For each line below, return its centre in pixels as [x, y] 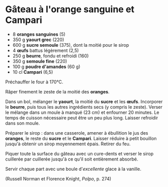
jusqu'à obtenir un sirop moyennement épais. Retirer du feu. [68, 144]
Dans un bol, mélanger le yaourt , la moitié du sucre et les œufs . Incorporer [84, 101]
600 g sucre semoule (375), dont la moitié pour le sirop [71, 45]
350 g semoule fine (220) [40, 61]
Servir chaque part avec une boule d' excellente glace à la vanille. [73, 169]
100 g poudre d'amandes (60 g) [46, 67]
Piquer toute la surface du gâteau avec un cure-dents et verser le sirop [79, 153]
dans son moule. [23, 123]
